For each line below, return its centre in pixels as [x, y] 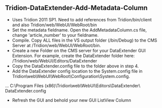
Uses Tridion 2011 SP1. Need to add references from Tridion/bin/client [82, 19]
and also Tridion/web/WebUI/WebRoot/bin [54, 25]
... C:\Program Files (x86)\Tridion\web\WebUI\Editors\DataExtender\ [73, 85]
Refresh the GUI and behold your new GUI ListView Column [72, 100]
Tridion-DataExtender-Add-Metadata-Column [76, 8]
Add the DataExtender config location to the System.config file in [77, 71]
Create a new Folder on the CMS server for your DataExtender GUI [79, 50]
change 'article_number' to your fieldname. [55, 35]
